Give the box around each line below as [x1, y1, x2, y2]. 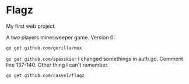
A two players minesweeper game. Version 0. [6, 34, 115, 41]
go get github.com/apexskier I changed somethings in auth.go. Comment [6, 55, 183, 62]
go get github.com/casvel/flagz [6, 72, 85, 78]
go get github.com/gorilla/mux [6, 45, 82, 51]
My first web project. [6, 23, 57, 30]
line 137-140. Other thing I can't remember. [6, 61, 109, 68]
